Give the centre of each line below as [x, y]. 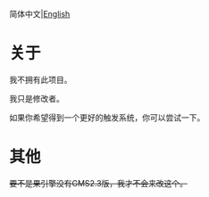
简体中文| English [40, 14]
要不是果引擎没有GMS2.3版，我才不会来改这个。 [98, 183]
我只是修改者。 [37, 98]
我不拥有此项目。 [41, 79]
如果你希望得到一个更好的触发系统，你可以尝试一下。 [107, 117]
